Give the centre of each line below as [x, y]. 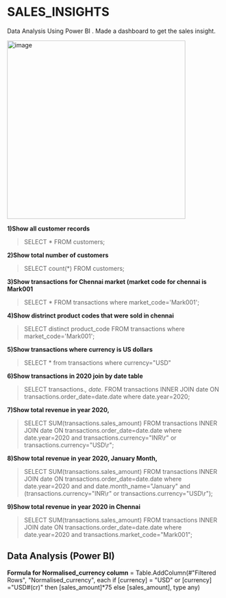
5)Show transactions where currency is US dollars [80, 349]
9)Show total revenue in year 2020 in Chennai [74, 506]
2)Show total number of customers [58, 255]
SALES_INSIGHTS [58, 12]
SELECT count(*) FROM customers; [74, 268]
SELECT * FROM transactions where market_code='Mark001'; [112, 302]
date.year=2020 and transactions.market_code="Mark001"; [108, 534]
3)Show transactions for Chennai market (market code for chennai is [107, 281]
